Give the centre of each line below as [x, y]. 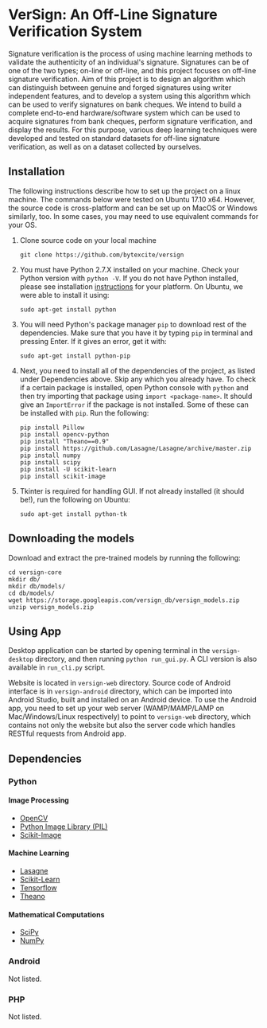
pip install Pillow [52, 428]
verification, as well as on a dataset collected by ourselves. [105, 147]
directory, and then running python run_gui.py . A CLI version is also [146, 659]
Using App [35, 631]
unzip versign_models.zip [51, 607]
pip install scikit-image [62, 476]
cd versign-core [35, 572]
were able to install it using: [64, 295]
